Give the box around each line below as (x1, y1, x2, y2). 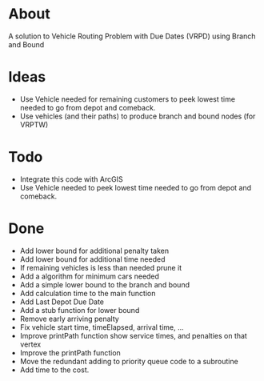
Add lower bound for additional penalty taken (19, 246, 170, 255)
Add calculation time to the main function (19, 288, 156, 298)
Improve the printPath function (19, 347, 122, 357)
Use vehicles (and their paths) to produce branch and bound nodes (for (19, 111, 256, 121)
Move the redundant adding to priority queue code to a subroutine (19, 356, 238, 366)
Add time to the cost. (19, 365, 90, 375)
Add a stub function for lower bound (19, 305, 140, 315)
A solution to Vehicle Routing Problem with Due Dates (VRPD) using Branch (8, 31, 256, 41)
